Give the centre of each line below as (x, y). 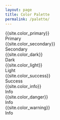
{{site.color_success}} (28, 76)
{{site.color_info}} (23, 86)
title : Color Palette (28, 14)
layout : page (19, 10)
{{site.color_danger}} (27, 97)
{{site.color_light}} (24, 65)
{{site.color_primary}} (27, 33)
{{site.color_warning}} (28, 107)
